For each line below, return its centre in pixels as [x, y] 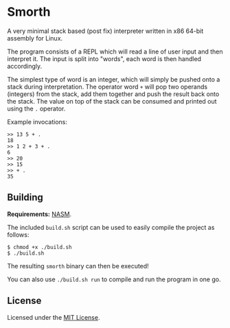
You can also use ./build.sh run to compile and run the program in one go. [114, 279]
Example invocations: [37, 121]
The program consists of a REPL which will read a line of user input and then [115, 51]
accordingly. [25, 66]
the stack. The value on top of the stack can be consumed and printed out [112, 101]
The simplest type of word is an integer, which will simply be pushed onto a [114, 79]
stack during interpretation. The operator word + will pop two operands [107, 86]
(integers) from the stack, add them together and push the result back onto [113, 94]
